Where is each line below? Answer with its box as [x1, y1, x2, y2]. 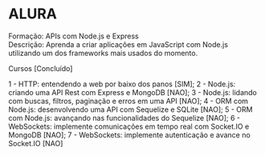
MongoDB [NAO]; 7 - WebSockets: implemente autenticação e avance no [8, 129, 251, 140]
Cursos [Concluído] [8, 63, 73, 73]
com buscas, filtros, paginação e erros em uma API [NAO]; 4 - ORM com [8, 96, 249, 105]
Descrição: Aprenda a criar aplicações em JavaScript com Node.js [8, 39, 229, 49]
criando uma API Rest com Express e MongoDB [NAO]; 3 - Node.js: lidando [8, 87, 257, 97]
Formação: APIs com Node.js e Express [8, 31, 139, 41]
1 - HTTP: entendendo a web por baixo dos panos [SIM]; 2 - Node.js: [8, 79, 236, 89]
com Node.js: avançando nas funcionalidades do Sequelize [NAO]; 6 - [8, 113, 241, 122]
